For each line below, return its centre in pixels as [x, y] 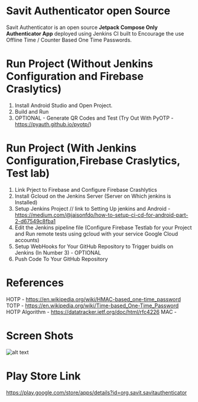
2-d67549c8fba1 [35, 221]
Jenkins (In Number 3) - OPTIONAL [58, 252]
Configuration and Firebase [75, 77]
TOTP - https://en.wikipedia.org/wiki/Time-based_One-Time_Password [92, 305]
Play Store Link [43, 376]
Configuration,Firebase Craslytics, [93, 161]
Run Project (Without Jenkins [80, 64]
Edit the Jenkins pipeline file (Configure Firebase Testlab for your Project [103, 227]
